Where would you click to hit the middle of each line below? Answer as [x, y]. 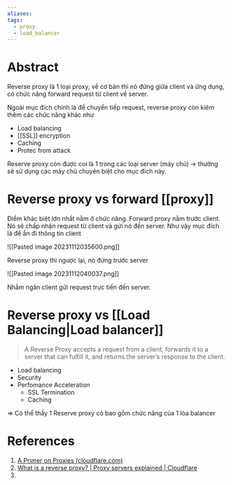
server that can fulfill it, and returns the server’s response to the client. [125, 357]
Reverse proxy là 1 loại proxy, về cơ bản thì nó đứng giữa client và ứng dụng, [116, 87]
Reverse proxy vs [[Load [79, 315]
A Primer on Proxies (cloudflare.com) [70, 460]
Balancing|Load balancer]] [86, 330]
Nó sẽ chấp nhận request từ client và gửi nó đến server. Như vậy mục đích [113, 226]
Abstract [33, 67]
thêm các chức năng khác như [51, 115]
